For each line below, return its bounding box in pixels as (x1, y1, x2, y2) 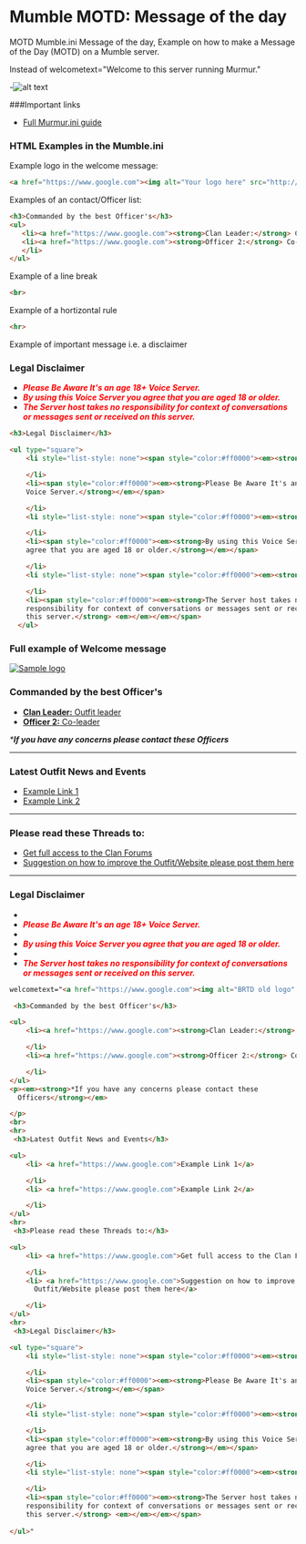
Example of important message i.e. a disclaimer (9, 339, 188, 350)
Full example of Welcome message (9, 642, 167, 655)
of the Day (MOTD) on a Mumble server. (9, 46, 160, 56)
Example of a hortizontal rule (9, 305, 117, 316)
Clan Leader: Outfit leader (22, 706, 121, 717)
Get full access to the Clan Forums (22, 847, 153, 858)
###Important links (9, 98, 81, 110)
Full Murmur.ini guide (22, 117, 102, 128)
